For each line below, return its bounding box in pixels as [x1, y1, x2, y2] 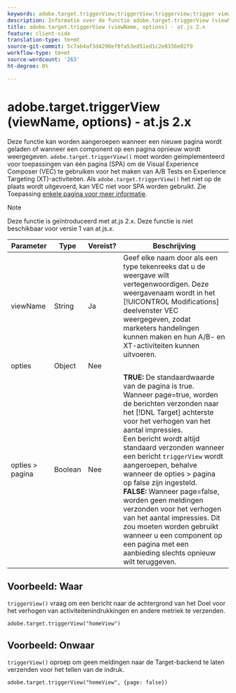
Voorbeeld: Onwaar [7, 639, 95, 651]
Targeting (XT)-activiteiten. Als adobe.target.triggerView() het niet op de [7, 174, 221, 183]
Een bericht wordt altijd [123, 434, 200, 443]
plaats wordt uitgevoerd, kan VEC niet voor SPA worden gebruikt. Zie [7, 182, 206, 190]
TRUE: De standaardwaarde [123, 372, 215, 382]
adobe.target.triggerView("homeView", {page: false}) [7, 679, 169, 686]
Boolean [53, 465, 81, 474]
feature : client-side [7, 30, 71, 37]
